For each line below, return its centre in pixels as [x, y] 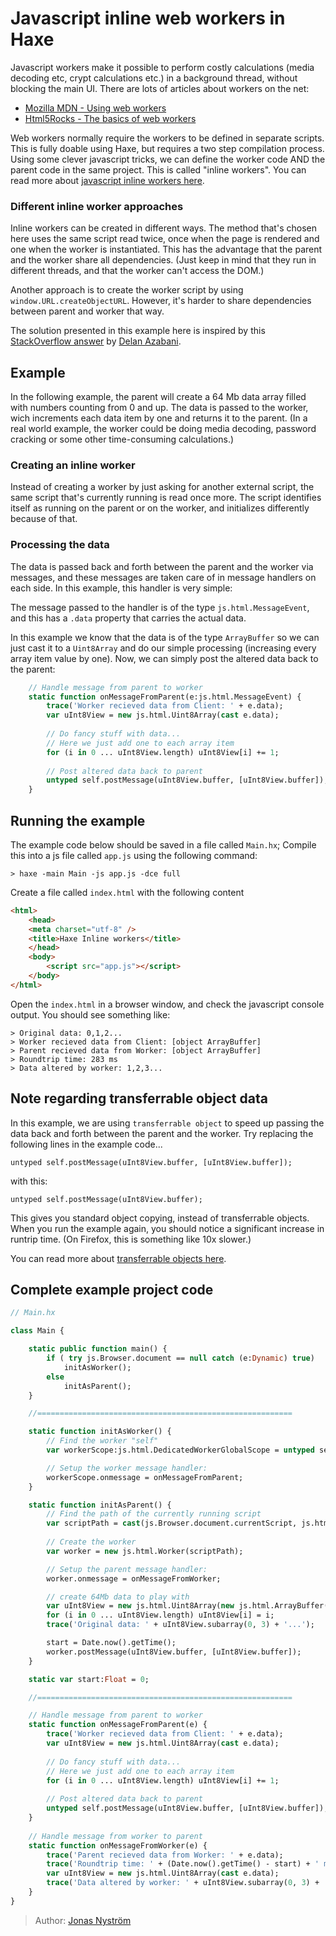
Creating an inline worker [73, 465]
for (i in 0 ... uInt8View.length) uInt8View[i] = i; [160, 1615]
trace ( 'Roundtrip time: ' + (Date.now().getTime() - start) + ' [183, 1864]
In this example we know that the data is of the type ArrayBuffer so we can [165, 637]
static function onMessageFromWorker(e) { [118, 1845]
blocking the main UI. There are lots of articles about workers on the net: [160, 88]
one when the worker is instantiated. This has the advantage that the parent [166, 249]
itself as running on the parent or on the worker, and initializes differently [160, 508]
